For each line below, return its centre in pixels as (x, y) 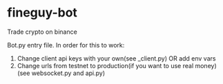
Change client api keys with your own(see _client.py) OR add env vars (116, 58)
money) (206, 65)
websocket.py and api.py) (68, 73)
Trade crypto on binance (42, 32)
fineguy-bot (42, 13)
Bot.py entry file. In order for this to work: (66, 45)
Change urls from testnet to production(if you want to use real (105, 65)
